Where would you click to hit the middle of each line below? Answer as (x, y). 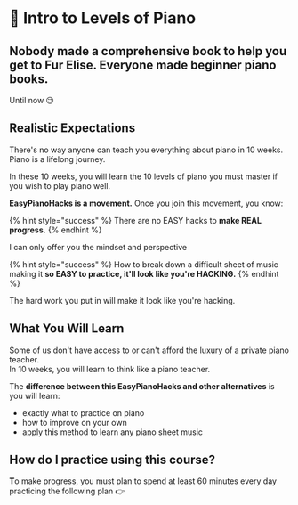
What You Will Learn (67, 329)
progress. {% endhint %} (56, 230)
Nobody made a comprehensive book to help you (148, 51)
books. (29, 79)
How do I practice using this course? (113, 460)
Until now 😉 (32, 100)
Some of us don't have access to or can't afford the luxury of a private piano (149, 350)
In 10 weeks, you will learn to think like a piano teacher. (110, 369)
